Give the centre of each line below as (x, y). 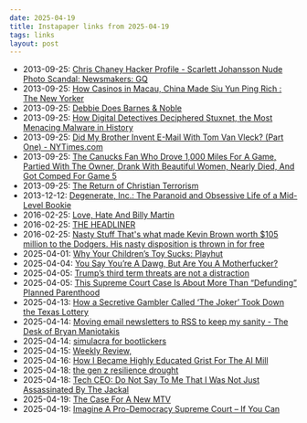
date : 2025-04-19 (42, 18)
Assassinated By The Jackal (76, 390)
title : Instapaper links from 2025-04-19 (90, 26)
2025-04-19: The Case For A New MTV (97, 399)
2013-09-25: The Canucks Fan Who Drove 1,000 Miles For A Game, (149, 157)
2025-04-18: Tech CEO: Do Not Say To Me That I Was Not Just (141, 380)
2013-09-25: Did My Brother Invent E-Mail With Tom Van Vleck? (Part (153, 137)
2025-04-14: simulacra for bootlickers (95, 341)
